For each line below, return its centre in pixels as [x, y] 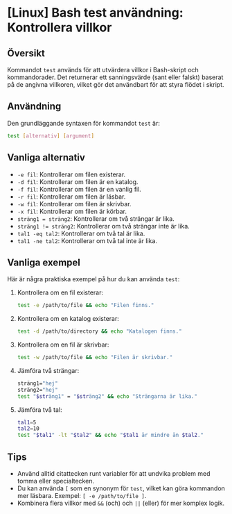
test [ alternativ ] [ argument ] [51, 136]
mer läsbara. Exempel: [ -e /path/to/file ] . [82, 496]
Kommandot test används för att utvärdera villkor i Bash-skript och [103, 70]
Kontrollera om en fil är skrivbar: [63, 345]
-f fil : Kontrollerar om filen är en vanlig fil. [79, 189]
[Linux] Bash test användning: [95, 13]
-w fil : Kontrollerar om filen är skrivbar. [74, 204]
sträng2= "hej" [37, 390]
